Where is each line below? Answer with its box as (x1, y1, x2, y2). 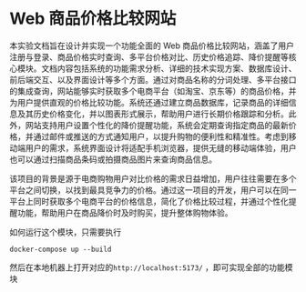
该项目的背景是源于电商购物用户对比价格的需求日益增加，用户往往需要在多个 (9, 173, 297, 184)
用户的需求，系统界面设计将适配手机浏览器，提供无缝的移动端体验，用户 (25, 142, 297, 153)
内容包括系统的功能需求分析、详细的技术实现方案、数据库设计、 (56, 63, 297, 74)
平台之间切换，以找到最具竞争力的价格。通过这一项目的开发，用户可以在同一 (9, 184, 297, 196)
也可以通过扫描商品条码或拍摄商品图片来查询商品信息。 (9, 154, 217, 165)
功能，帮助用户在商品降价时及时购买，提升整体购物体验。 (16, 206, 233, 218)
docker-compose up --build (9, 245, 112, 254)
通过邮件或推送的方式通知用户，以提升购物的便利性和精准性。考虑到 (33, 131, 289, 142)
